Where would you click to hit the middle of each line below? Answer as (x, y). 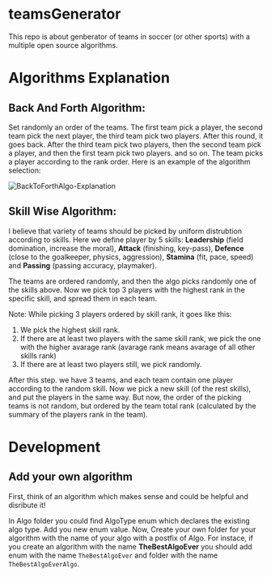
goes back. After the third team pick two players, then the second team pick (135, 144)
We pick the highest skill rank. (70, 330)
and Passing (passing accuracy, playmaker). (83, 265)
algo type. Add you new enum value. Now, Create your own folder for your (132, 529)
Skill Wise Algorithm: (63, 212)
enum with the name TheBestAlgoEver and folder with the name (113, 555)
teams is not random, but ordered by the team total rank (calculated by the (132, 405)
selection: (25, 170)
